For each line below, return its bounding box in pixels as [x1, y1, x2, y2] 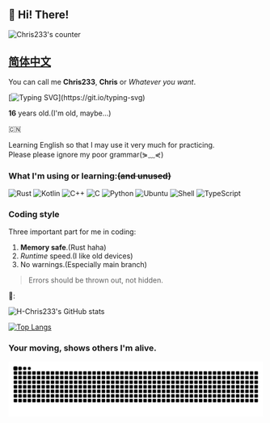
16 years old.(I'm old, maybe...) [8, 108, 112, 118]
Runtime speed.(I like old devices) [19, 251, 133, 261]
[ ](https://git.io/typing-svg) [8, 92, 146, 102]
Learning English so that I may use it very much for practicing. [8, 140, 215, 149]
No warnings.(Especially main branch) [19, 260, 148, 270]
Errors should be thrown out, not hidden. [27, 275, 164, 285]
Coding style [8, 208, 60, 220]
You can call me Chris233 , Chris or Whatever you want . [8, 77, 196, 86]
